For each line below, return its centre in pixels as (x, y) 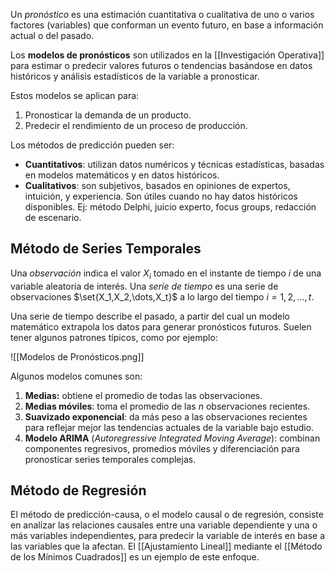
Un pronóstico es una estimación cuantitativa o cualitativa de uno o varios (162, 14)
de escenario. (53, 217)
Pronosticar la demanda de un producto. (108, 115)
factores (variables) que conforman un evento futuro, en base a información (167, 25)
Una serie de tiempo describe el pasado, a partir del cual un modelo (150, 316)
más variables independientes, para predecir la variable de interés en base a (168, 536)
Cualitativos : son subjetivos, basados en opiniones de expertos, (157, 185)
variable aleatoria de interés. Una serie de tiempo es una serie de (144, 286)
